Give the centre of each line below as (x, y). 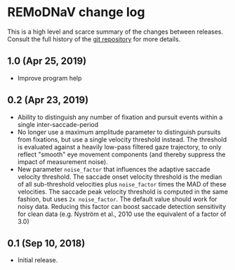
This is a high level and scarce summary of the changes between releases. (115, 32)
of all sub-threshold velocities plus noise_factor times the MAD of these (122, 184)
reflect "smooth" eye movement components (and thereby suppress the (121, 154)
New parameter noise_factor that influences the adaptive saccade (114, 169)
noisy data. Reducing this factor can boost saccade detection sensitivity (122, 206)
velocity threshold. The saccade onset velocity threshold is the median (120, 177)
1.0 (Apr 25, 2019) (47, 61)
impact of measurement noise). (63, 161)
